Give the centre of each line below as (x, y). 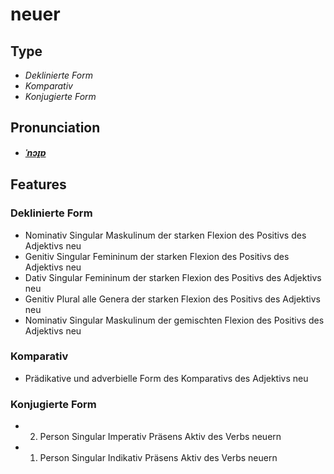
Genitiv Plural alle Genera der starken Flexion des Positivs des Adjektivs (173, 299)
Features (38, 184)
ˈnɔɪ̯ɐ (35, 152)
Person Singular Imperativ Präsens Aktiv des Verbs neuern (160, 437)
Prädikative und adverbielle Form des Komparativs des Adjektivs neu (166, 378)
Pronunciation (55, 128)
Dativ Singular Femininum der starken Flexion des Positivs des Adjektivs (173, 277)
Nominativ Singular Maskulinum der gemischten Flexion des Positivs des (174, 320)
